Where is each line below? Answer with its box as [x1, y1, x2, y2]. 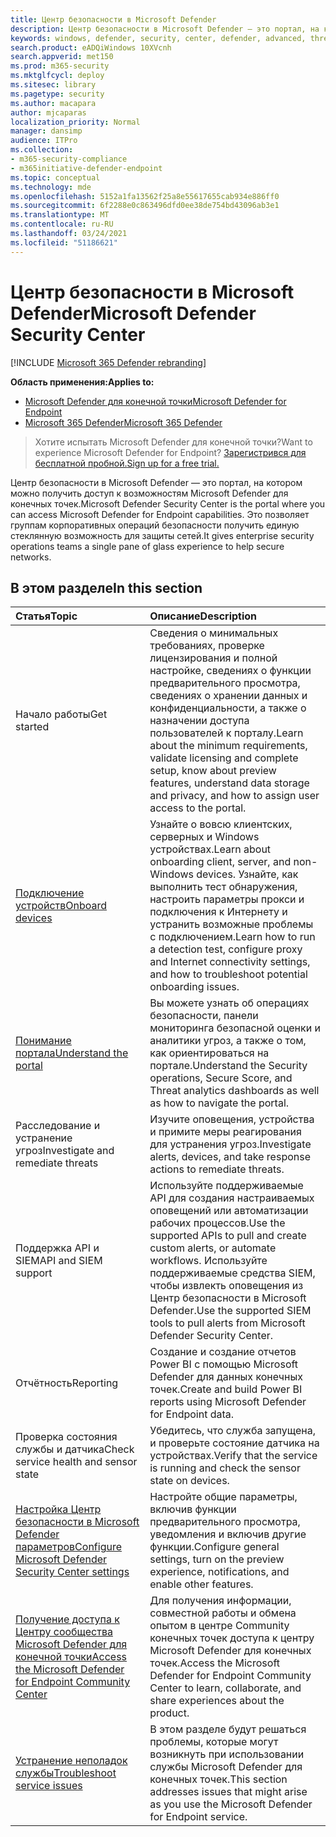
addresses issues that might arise [149, 1785, 308, 1799]
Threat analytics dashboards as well [149, 1084, 320, 1098]
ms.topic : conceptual [10, 172, 101, 183]
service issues [15, 1779, 83, 1793]
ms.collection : [10, 145, 74, 155]
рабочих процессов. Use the [149, 1216, 286, 1230]
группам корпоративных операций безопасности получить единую [10, 519, 300, 531]
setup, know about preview [149, 764, 277, 778]
